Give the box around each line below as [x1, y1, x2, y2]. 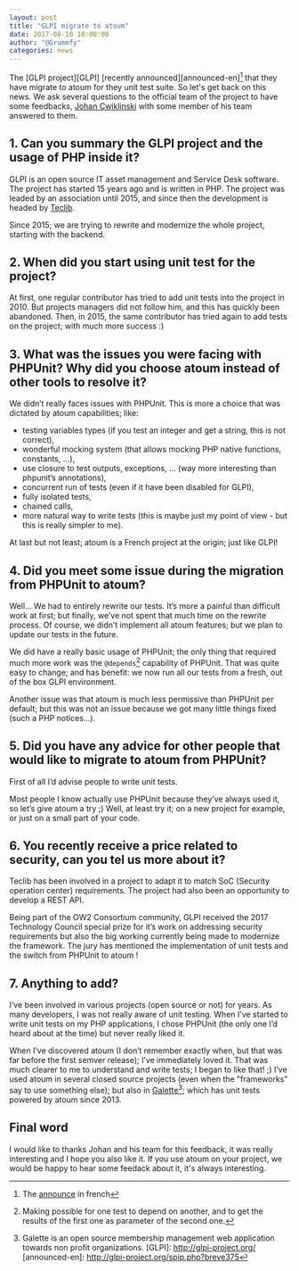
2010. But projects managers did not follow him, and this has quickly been [9, 302, 280, 312]
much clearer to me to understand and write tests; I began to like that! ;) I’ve [9, 1064, 287, 1076]
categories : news [9, 46, 74, 55]
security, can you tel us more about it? [9, 851, 226, 867]
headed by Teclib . [9, 202, 76, 212]
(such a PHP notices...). [9, 712, 96, 723]
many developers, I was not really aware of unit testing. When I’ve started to [9, 1009, 288, 1020]
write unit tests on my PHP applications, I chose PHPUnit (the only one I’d [9, 1018, 279, 1029]
